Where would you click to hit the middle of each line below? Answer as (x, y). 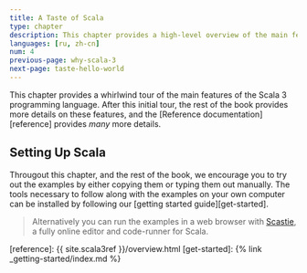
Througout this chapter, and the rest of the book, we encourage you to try (148, 174)
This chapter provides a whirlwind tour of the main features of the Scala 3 (148, 94)
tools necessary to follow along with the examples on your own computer (148, 194)
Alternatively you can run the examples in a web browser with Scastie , (164, 221)
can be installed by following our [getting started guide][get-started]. (139, 204)
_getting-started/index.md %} (65, 258)
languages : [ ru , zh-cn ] (55, 43)
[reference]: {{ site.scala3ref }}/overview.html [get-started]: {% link (136, 248)
